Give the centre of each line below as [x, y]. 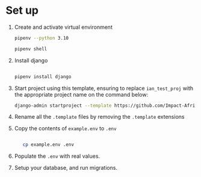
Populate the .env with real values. [57, 156]
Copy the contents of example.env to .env [65, 128]
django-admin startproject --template [63, 106]
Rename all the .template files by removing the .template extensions [99, 117]
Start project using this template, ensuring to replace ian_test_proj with [104, 88]
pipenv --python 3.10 [41, 38]
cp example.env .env [48, 145]
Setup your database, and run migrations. [66, 168]
